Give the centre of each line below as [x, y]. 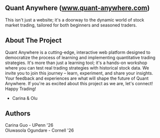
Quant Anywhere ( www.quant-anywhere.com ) [77, 8]
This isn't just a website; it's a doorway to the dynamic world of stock [75, 20]
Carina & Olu [25, 98]
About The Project [33, 40]
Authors [18, 114]
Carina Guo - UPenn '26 [29, 125]
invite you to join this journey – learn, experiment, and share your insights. [79, 73]
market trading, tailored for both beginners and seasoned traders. [71, 25]
